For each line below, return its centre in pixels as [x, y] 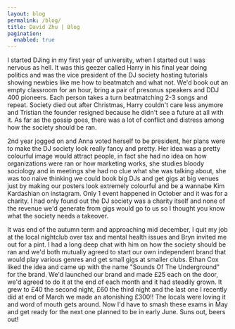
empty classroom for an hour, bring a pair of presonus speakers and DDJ [113, 90]
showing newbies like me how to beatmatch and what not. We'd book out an [118, 82]
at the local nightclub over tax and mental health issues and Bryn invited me [117, 237]
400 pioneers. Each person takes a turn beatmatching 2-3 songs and [107, 98]
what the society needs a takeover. [58, 216]
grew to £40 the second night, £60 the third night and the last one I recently [117, 290]
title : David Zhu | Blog [44, 27]
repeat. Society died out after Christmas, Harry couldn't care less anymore [115, 105]
